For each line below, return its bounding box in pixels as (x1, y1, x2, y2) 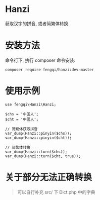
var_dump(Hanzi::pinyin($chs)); (5, 131, 72, 136)
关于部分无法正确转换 (5, 172, 93, 183)
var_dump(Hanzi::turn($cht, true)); (5, 153, 81, 159)
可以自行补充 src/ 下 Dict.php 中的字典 (17, 189, 96, 195)
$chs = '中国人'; (5, 111, 39, 116)
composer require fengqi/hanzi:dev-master (5, 67, 94, 72)
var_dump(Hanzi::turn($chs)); (5, 149, 68, 154)
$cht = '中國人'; (5, 117, 39, 122)
